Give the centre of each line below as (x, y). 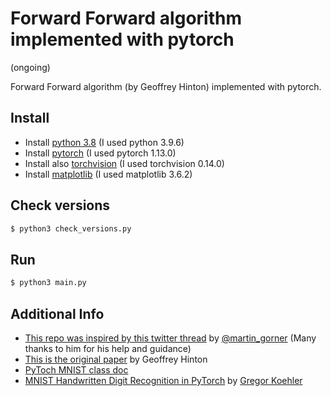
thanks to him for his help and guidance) (108, 348)
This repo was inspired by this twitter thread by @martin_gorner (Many (170, 338)
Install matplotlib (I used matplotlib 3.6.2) (108, 174)
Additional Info (57, 313)
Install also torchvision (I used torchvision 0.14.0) (124, 163)
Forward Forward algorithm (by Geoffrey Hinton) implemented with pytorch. (166, 86)
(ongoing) (30, 67)
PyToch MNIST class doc (76, 369)
